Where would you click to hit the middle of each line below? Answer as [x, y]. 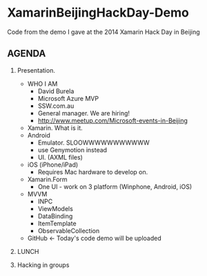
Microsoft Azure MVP [68, 98]
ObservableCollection [69, 230]
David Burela [56, 91]
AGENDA [27, 54]
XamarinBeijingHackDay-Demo [98, 13]
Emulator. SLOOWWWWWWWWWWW [93, 142]
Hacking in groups [43, 265]
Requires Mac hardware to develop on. [93, 172]
